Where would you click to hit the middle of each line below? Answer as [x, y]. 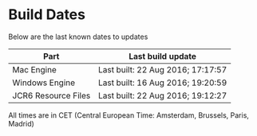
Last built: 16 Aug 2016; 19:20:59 [163, 83]
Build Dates [47, 15]
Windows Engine [44, 83]
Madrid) [21, 123]
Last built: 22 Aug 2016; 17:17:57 [163, 69]
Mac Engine [35, 69]
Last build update [163, 56]
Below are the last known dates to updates [78, 37]
